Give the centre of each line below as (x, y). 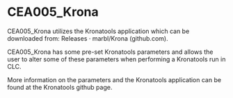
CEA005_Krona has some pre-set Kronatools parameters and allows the (110, 52)
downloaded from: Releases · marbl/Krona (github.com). (88, 38)
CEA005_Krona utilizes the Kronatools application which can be (98, 31)
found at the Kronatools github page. (60, 87)
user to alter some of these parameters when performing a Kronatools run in (116, 59)
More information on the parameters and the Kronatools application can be (114, 79)
